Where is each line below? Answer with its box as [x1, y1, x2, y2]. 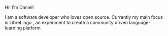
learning [5, 25, 22, 31]
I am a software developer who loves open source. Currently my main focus [5, 14, 163, 20]
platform [23, 25, 41, 31]
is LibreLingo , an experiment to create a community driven [5, 20, 128, 25]
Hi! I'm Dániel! [5, 5, 34, 10]
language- [128, 20, 151, 25]
